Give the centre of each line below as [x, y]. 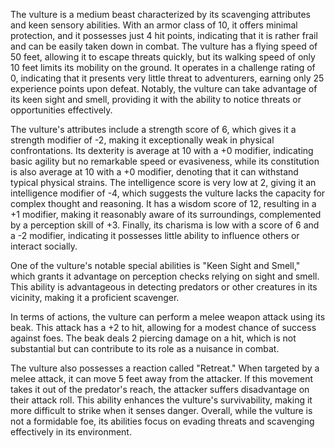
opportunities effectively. [61, 110]
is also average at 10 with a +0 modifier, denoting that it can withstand [154, 172]
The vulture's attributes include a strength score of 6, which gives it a [153, 129]
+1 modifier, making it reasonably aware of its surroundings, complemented [166, 214]
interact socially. [44, 246]
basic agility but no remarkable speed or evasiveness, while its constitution [165, 161]
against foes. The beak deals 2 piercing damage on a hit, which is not [153, 338]
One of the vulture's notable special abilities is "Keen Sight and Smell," [155, 265]
